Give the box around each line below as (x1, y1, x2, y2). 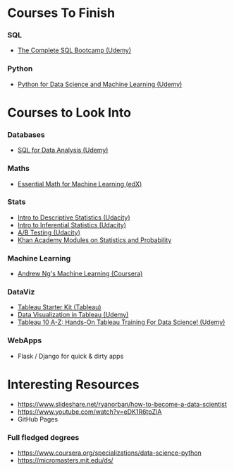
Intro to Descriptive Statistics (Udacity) (17, 213, 130, 222)
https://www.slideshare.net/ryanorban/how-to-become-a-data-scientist (17, 400, 228, 408)
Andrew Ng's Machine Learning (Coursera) (17, 270, 143, 278)
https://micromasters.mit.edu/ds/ (17, 455, 114, 464)
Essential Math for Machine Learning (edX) (17, 179, 142, 188)
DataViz (7, 287, 35, 297)
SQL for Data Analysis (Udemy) (17, 146, 109, 155)
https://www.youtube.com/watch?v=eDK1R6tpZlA (17, 407, 162, 416)
